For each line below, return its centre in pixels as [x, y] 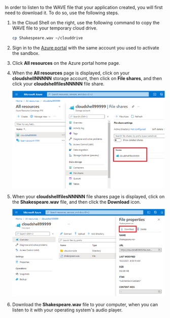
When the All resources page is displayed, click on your [71, 73]
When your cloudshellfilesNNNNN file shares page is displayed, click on [88, 197]
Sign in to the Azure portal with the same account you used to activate [86, 47]
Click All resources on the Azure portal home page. [66, 63]
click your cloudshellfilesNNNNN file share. [58, 84]
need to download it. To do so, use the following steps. [62, 13]
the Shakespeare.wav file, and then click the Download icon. [76, 202]
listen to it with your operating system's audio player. [67, 310]
